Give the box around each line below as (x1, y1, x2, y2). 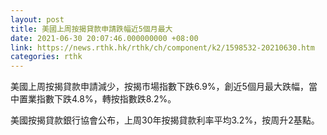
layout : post (10, 14, 65, 25)
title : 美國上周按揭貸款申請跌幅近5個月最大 (10, 24, 173, 34)
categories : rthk (10, 52, 83, 62)
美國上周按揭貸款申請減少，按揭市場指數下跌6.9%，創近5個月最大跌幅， (10, 81, 309, 93)
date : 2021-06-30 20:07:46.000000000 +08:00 (10, 33, 199, 43)
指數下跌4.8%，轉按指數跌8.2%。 (36, 93, 177, 105)
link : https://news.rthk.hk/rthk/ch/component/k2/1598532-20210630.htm (10, 42, 315, 53)
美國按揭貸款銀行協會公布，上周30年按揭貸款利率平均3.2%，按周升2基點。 (10, 114, 320, 126)
